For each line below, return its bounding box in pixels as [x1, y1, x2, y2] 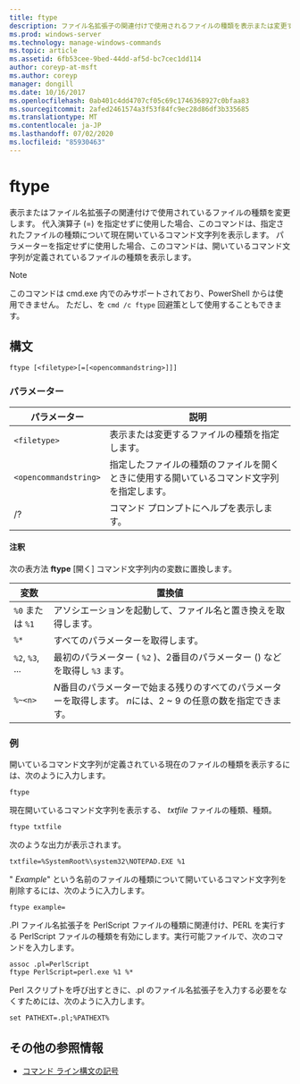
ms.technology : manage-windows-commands [9, 38, 162, 47]
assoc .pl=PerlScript [9, 960, 90, 970]
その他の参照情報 [9, 1040, 104, 1055]
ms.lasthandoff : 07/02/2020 [9, 130, 114, 139]
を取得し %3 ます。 [53, 665, 129, 676]
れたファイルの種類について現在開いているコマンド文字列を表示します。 [9, 229, 274, 239]
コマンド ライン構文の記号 [21, 1065, 119, 1077]
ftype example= [9, 903, 66, 912]
